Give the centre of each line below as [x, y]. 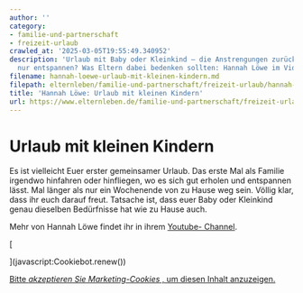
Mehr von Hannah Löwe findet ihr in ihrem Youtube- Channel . [123, 227]
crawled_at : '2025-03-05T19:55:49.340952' [90, 51]
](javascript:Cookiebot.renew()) [68, 261]
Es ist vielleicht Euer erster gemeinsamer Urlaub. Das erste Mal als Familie [147, 171]
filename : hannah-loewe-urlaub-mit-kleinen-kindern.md [115, 77]
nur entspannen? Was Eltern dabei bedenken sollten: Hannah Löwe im [149, 69]
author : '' [30, 18]
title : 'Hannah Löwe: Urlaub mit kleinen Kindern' [106, 93]
